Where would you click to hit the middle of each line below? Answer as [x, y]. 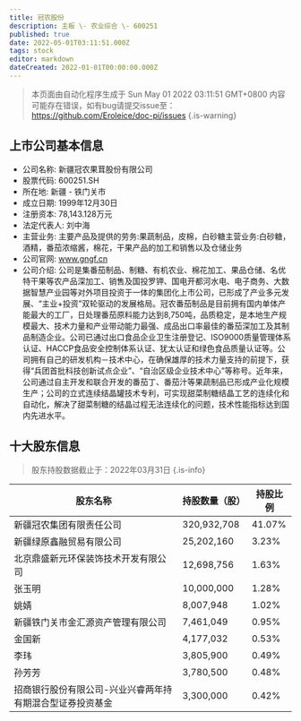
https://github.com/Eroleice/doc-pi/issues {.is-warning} [134, 115]
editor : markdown [42, 59]
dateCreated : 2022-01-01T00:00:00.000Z [84, 68]
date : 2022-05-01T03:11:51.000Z [69, 43]
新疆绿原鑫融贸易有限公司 [68, 541]
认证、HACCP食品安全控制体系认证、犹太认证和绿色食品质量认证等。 [150, 348]
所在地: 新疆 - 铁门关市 [64, 191]
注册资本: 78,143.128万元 [67, 214]
